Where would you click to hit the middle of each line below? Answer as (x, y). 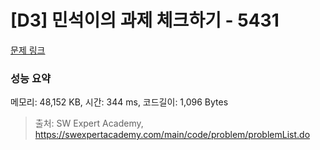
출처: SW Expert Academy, (89, 123)
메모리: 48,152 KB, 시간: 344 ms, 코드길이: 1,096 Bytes (119, 102)
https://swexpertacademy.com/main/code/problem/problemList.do (172, 135)
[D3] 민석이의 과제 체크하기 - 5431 (145, 20)
